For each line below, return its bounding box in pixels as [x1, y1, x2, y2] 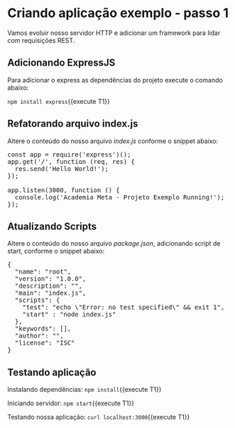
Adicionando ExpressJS [7, 57, 116, 69]
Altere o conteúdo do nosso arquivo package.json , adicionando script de [7, 239, 221, 248]
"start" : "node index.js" [22, 310, 116, 318]
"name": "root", [14, 268, 72, 276]
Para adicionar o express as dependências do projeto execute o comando [7, 75, 224, 84]
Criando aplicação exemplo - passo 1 [7, 5, 229, 21]
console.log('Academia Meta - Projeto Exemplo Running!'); [14, 193, 225, 201]
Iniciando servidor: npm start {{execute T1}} [7, 399, 135, 407]
